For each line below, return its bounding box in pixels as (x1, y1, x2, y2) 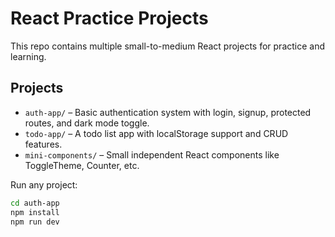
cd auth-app (10, 198, 60, 208)
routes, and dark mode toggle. (24, 117, 150, 129)
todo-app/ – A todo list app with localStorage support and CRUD (24, 127, 289, 139)
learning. (10, 50, 47, 62)
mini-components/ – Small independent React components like (24, 148, 280, 161)
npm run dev (10, 217, 60, 227)
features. (24, 138, 63, 150)
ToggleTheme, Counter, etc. (24, 159, 140, 171)
